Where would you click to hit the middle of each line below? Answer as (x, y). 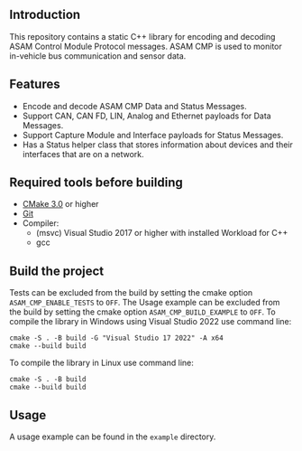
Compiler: (41, 223)
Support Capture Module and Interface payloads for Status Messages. (153, 135)
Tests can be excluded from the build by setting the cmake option (131, 293)
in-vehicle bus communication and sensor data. (98, 56)
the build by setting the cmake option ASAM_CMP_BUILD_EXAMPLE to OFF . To (143, 312)
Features (35, 85)
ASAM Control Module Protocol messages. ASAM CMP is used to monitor (146, 46)
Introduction (45, 15)
